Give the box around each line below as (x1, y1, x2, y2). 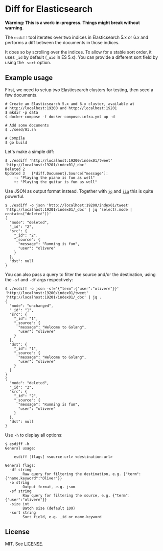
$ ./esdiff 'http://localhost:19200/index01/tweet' (5, 158, 113, 163)
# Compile (5, 136, 25, 141)
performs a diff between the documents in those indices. (5, 39, 120, 45)
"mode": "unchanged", (9, 303, 54, 308)
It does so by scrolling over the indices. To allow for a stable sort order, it (5, 49, 152, 55)
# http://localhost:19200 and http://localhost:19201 (5, 105, 117, 111)
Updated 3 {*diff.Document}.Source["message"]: (5, 171, 109, 176)
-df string (9, 467, 32, 472)
